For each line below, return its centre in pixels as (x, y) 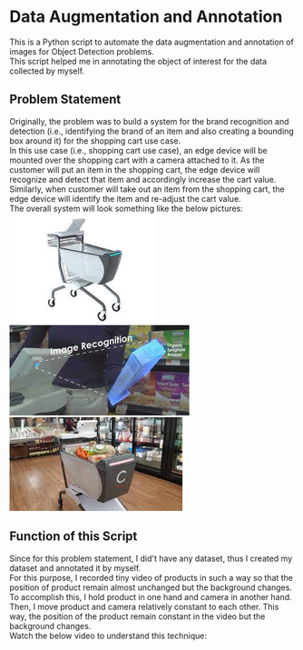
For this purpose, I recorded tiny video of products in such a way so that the (151, 577)
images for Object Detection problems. (82, 51)
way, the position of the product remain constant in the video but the (137, 616)
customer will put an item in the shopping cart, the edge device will (135, 169)
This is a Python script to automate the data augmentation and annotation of (152, 42)
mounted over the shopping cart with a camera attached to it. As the (137, 160)
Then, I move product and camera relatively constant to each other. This (144, 606)
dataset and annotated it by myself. (75, 568)
